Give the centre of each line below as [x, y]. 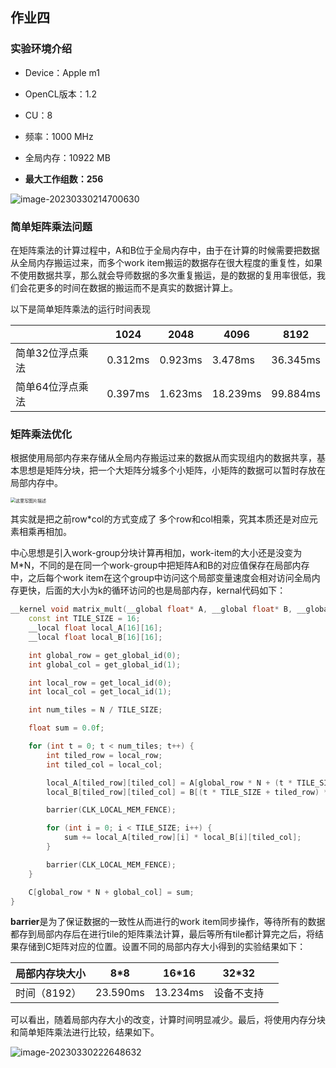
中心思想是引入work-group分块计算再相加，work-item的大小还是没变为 [156, 553]
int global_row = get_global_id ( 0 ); [105, 655]
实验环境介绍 [41, 49]
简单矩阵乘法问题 [51, 226]
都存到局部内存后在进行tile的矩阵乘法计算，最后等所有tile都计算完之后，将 [163, 934]
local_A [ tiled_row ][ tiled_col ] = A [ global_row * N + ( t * [169, 783]
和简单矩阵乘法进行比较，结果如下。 [85, 1032]
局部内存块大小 [51, 974]
